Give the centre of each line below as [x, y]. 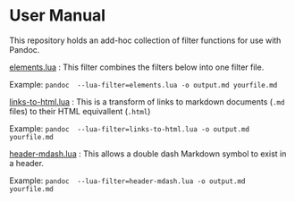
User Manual [57, 16]
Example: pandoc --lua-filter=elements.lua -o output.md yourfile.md [143, 84]
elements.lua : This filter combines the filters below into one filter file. [137, 67]
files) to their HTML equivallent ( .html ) [80, 111]
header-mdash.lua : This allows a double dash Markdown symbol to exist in [148, 154]
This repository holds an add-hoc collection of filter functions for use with [145, 40]
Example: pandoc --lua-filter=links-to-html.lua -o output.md [130, 128]
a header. [27, 163]
